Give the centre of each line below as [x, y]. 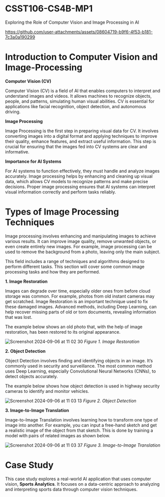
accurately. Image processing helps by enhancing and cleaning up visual [79, 176]
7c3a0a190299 [20, 37]
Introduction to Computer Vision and [82, 57]
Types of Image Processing [62, 212]
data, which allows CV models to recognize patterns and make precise [77, 181]
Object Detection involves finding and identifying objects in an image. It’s [79, 360]
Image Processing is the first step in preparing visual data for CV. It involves [82, 131]
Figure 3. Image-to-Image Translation [122, 445]
